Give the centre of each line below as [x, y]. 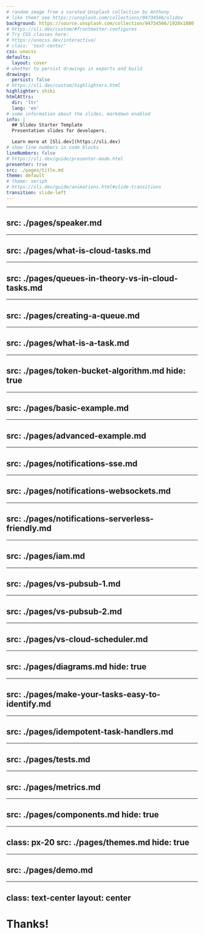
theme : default [25, 176]
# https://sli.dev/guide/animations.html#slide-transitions [84, 187]
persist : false [31, 80]
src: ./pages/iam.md [46, 556]
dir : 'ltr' [25, 102]
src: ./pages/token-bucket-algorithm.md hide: [96, 371]
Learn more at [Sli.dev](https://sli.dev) [66, 142]
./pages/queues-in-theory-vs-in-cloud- [100, 278]
